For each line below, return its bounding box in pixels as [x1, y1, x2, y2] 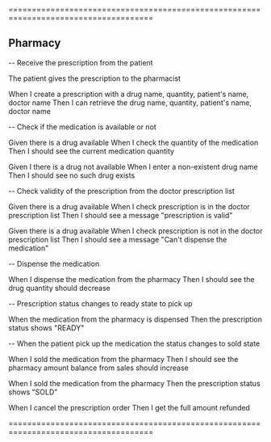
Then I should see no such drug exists [8, 170, 135, 180]
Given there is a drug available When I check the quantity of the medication [8, 137, 259, 147]
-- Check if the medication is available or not [8, 122, 157, 132]
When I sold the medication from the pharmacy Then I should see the [8, 354, 239, 364]
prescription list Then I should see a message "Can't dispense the [8, 234, 227, 244]
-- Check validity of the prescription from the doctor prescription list [8, 186, 236, 196]
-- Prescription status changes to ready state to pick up [8, 298, 193, 308]
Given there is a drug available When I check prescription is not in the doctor [8, 225, 263, 235]
